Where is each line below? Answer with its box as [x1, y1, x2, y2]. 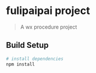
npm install [6, 61, 35, 67]
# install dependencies [6, 55, 64, 62]
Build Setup [6, 40, 49, 50]
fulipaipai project [6, 4, 90, 18]
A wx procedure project [20, 23, 77, 30]
